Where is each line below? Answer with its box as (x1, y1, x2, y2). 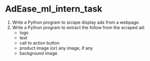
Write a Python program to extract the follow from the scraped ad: (12, 24, 145, 30)
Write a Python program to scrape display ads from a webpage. (12, 19, 140, 25)
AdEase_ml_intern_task (5, 3, 103, 15)
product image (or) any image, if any (19, 45, 93, 51)
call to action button (19, 40, 60, 46)
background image (19, 50, 58, 56)
